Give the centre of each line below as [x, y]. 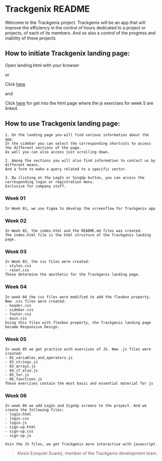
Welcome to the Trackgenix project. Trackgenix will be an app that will [75, 22]
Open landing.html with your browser [42, 65]
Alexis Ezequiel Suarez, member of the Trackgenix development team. [87, 453]
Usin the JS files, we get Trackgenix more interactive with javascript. [81, 444]
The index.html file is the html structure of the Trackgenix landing [78, 235]
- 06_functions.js [24, 379]
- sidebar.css [19, 310]
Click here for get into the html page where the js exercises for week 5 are [79, 103]
